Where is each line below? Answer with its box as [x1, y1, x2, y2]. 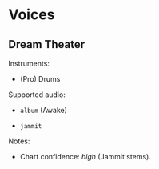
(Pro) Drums [19, 74, 61, 83]
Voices [8, 6, 55, 24]
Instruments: [8, 58, 50, 68]
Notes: [8, 136, 30, 146]
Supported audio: [8, 90, 66, 99]
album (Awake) [19, 106, 68, 115]
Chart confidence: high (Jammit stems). [19, 152, 152, 161]
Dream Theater [8, 38, 85, 51]
